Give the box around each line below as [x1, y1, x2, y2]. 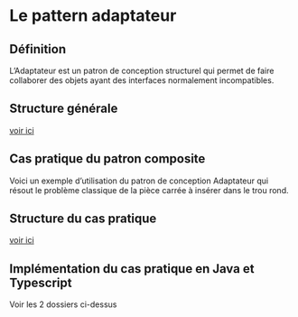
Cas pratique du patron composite [9, 151, 206, 167]
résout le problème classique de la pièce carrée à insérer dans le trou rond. [9, 184, 289, 195]
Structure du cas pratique [9, 211, 157, 227]
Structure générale [9, 101, 118, 117]
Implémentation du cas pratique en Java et [9, 261, 255, 276]
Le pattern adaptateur [9, 5, 177, 26]
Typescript [9, 275, 72, 290]
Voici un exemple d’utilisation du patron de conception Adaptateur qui [9, 175, 269, 186]
